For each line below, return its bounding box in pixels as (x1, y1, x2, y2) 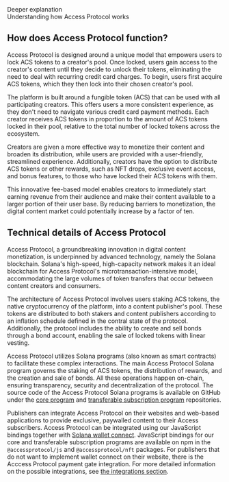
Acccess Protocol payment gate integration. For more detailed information (7, 459, 216, 468)
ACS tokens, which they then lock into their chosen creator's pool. (7, 80, 193, 88)
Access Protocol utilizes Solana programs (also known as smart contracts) (7, 352, 217, 360)
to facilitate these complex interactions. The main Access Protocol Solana (7, 359, 215, 367)
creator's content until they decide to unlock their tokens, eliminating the (7, 65, 211, 73)
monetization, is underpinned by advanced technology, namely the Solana (7, 252, 216, 261)
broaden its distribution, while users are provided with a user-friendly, (7, 149, 204, 158)
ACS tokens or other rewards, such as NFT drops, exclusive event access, (7, 165, 216, 173)
